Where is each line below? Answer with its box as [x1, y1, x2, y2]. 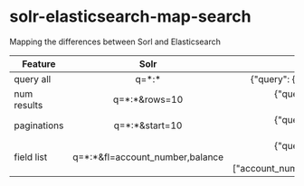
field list [14, 151, 48, 163]
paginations [14, 119, 64, 132]
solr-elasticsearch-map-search [9, 6, 252, 27]
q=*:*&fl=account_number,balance [71, 151, 224, 163]
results [14, 98, 43, 111]
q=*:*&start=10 [113, 119, 183, 132]
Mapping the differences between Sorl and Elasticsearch [9, 36, 222, 47]
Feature [22, 57, 56, 70]
